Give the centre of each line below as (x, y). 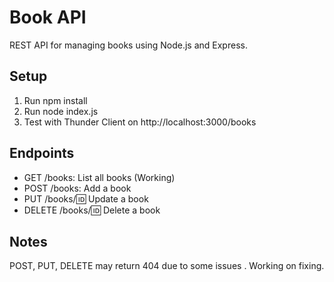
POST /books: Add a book (77, 188)
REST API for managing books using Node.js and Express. (128, 45)
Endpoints (42, 153)
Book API (48, 17)
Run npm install (55, 100)
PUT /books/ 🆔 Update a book (86, 198)
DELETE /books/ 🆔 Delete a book (92, 210)
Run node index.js (61, 111)
